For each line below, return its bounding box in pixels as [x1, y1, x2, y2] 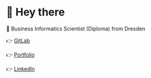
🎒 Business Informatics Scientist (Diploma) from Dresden [6, 25, 146, 32]
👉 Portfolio [6, 51, 35, 58]
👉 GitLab [6, 37, 30, 44]
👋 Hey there [6, 5, 65, 19]
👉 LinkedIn [6, 65, 35, 72]
